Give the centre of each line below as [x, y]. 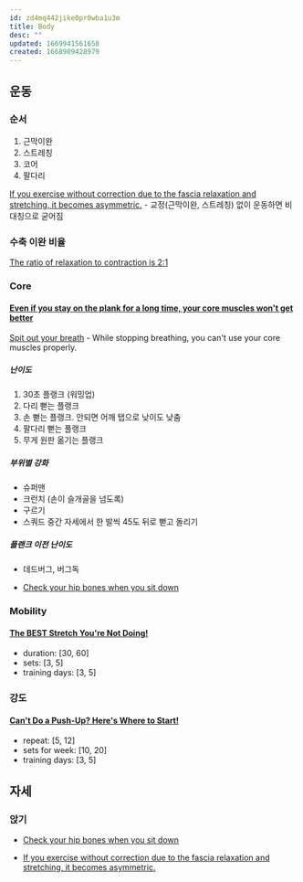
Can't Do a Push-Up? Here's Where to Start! [94, 720]
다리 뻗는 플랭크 [51, 406]
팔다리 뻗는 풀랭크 [54, 429]
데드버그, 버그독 [51, 569]
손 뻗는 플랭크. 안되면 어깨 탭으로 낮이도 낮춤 [102, 418]
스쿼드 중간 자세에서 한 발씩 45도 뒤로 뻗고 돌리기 [110, 522]
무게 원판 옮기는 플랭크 [63, 441]
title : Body [32, 27]
